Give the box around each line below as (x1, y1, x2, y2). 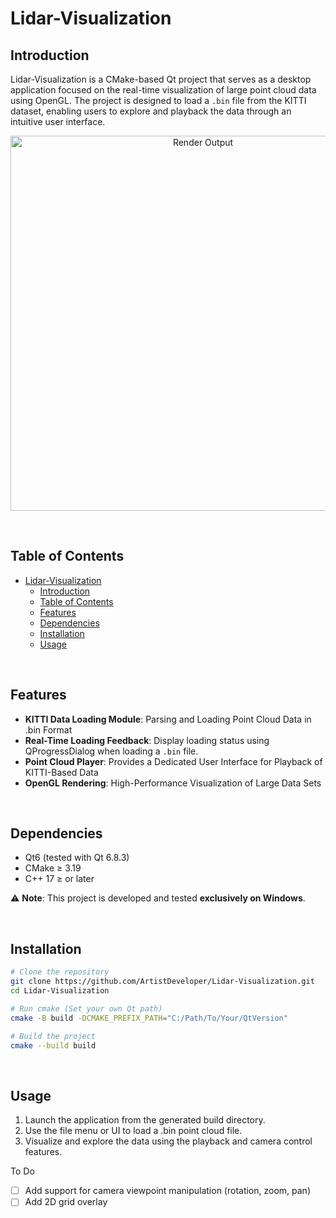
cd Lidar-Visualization (10, 986, 110, 996)
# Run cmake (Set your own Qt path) (10, 1003, 163, 1014)
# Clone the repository (10, 967, 110, 977)
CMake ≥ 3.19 (24, 862, 82, 874)
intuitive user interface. (10, 116, 106, 127)
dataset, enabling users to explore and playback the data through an (10, 105, 292, 117)
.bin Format (24, 723, 73, 736)
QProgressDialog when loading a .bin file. (24, 745, 199, 757)
